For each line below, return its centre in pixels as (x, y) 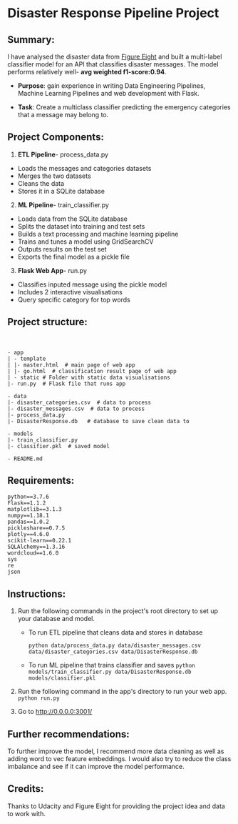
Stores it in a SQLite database (61, 191)
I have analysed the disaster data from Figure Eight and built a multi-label (115, 56)
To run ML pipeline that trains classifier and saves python (112, 665)
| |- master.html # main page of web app (71, 365)
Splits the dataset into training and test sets (81, 226)
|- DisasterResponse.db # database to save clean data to (99, 421)
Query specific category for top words (74, 299)
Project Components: (56, 137)
